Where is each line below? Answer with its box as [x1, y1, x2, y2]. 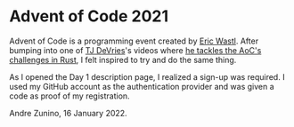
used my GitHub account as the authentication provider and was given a [9, 81, 274, 91]
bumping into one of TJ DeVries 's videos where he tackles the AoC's [9, 44, 262, 55]
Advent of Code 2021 [9, 6, 169, 27]
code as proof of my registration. [9, 91, 131, 101]
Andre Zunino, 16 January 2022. [9, 107, 127, 118]
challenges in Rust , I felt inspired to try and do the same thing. [9, 54, 237, 65]
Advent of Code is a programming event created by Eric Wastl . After [9, 36, 259, 46]
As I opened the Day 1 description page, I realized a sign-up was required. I [9, 71, 285, 82]
